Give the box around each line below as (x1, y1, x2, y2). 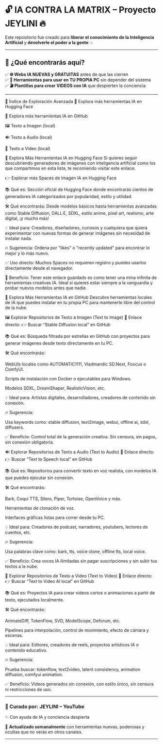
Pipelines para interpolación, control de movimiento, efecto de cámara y (5, 627, 149, 633)
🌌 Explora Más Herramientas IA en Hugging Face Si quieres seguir (5, 155, 137, 161)
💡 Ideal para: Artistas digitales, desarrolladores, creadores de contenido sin (5, 395, 156, 400)
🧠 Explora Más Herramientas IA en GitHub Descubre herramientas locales (5, 294, 152, 300)
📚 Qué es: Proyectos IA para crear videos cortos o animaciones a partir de (5, 589, 155, 596)
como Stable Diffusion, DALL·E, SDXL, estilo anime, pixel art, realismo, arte (5, 210, 154, 216)
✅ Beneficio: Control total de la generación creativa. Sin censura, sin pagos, (5, 433, 157, 439)
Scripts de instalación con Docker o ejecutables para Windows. (5, 376, 132, 381)
